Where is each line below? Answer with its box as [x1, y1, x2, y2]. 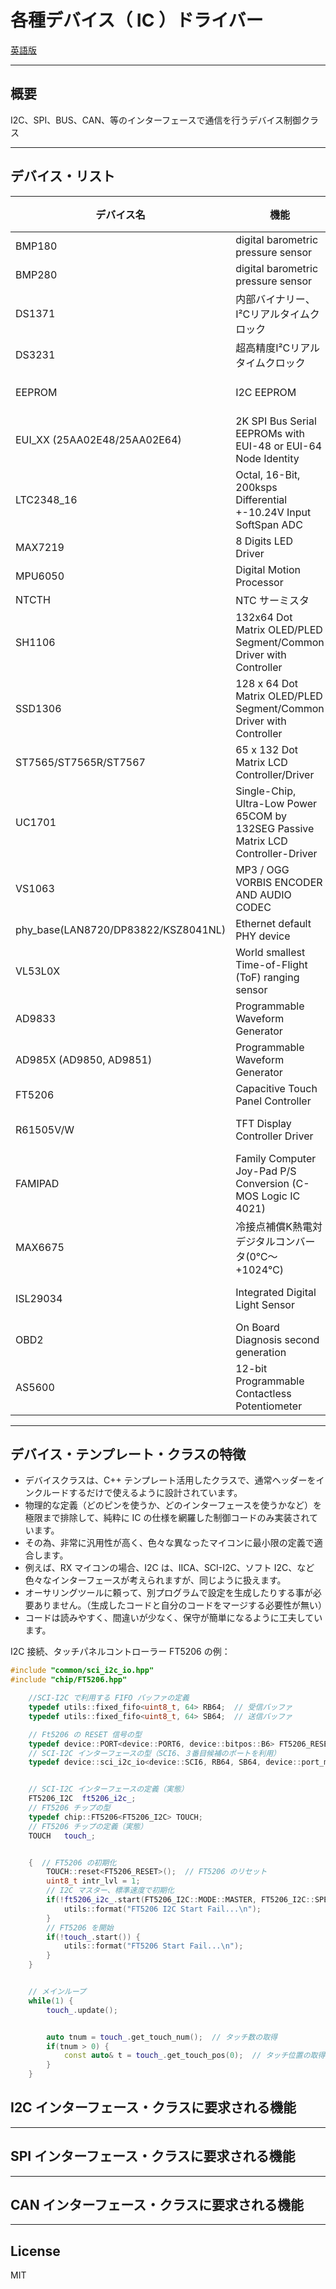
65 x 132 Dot [235, 742, 299, 756]
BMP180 [15, 239, 58, 253]
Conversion [235, 1176, 290, 1190]
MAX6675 [15, 1240, 65, 1254]
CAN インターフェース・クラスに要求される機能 [10, 2197, 304, 2214]
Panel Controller [235, 1094, 312, 1108]
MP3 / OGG [235, 862, 290, 876]
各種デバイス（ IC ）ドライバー [10, 9, 264, 32]
